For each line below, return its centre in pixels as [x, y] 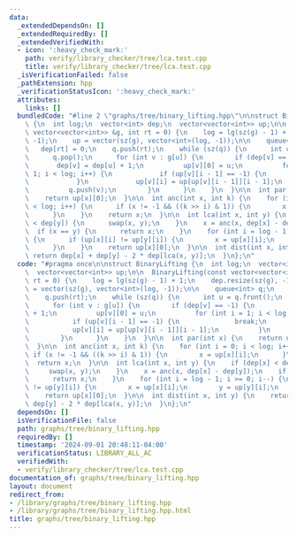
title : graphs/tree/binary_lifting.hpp [83, 519]
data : [19, 17]
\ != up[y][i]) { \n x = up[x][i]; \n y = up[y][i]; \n [152, 387]
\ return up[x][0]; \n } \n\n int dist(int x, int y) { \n [140, 396]
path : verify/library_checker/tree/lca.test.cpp [116, 58]
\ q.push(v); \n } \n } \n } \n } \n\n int [148, 190]
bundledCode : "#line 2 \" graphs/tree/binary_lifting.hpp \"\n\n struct [148, 116]
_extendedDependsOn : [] [61, 26]
